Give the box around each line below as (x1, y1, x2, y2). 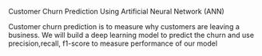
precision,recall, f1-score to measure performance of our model (8, 39, 218, 48)
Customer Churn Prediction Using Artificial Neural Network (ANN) (8, 7, 225, 16)
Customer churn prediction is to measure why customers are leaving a (8, 22, 240, 31)
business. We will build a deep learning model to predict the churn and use (8, 31, 254, 39)
